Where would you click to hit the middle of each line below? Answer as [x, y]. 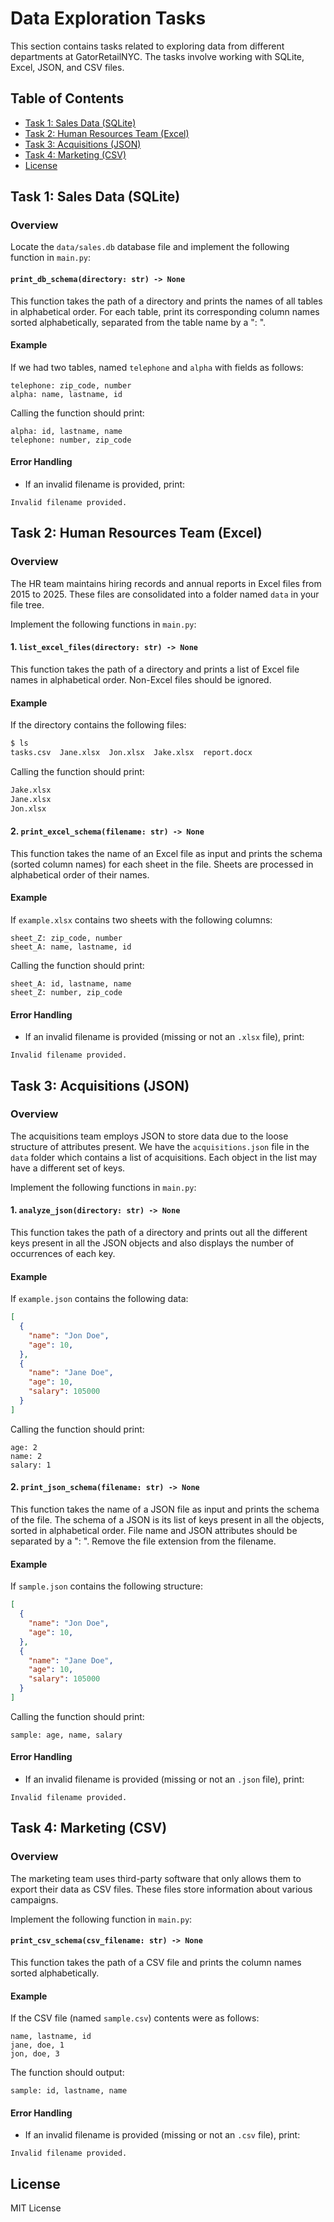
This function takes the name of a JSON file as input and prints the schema [165, 1509]
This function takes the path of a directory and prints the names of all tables [166, 301]
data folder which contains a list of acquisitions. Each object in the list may [164, 1157]
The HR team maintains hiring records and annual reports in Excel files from [166, 583]
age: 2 [24, 1447]
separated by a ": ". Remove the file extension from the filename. [143, 1541]
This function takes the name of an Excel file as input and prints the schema [166, 853]
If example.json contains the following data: [99, 1299]
